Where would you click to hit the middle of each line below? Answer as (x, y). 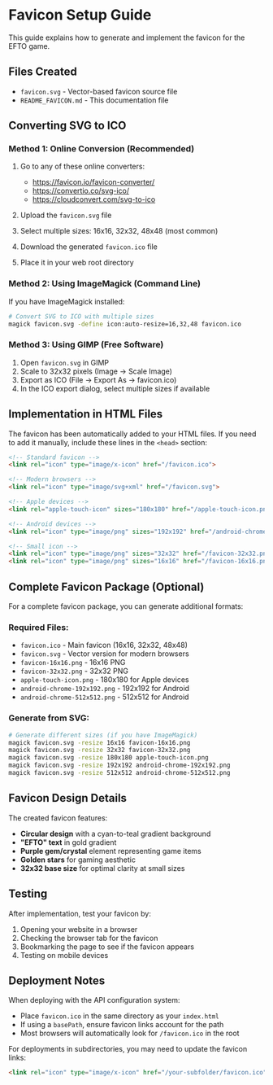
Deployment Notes (57, 980)
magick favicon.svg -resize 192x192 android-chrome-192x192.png (119, 766)
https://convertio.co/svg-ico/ (81, 191)
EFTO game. (29, 46)
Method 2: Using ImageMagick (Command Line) (105, 284)
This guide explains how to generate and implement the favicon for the (127, 37)
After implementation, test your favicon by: (80, 913)
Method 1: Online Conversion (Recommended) (102, 149)
